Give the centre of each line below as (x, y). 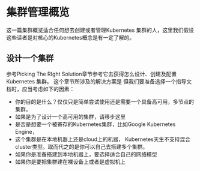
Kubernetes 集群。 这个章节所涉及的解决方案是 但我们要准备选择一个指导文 (99, 81)
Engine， (26, 131)
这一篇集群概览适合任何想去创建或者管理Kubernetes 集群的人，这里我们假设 (100, 30)
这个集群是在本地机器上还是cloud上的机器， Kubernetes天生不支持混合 (103, 139)
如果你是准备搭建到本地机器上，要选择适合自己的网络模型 (86, 154)
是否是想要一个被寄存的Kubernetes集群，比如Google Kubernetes (95, 124)
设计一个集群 (30, 58)
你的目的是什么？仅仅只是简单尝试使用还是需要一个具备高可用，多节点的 (104, 101)
